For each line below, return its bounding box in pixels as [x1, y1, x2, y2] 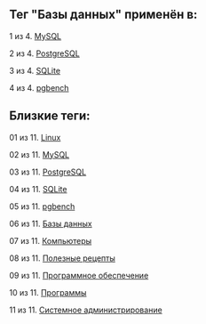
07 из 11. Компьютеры [9, 235, 92, 246]
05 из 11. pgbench [9, 200, 75, 212]
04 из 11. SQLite [9, 183, 67, 194]
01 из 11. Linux [9, 132, 61, 142]
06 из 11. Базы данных [9, 218, 92, 229]
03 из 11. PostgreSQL [9, 166, 87, 177]
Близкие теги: [9, 109, 91, 124]
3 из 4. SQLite [9, 65, 60, 76]
